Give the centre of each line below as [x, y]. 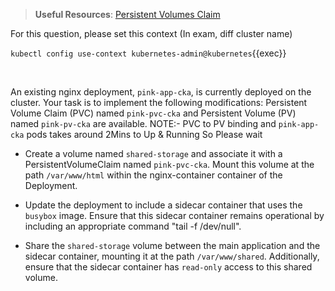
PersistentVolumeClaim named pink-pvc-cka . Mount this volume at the [169, 164]
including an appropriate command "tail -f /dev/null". [133, 226]
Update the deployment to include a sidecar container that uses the [163, 205]
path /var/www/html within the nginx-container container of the [153, 175]
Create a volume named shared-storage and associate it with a [153, 153]
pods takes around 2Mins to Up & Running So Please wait [144, 134]
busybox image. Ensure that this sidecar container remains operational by [174, 215]
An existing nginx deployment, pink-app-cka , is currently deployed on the [161, 92]
